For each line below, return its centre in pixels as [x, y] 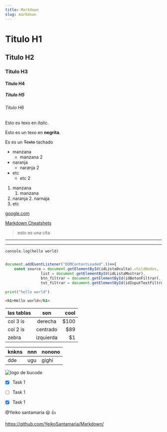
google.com [17, 214]
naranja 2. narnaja [31, 199]
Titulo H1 [24, 39]
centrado [47, 329]
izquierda [47, 338]
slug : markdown [21, 14]
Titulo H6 [15, 107]
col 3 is [16, 321]
